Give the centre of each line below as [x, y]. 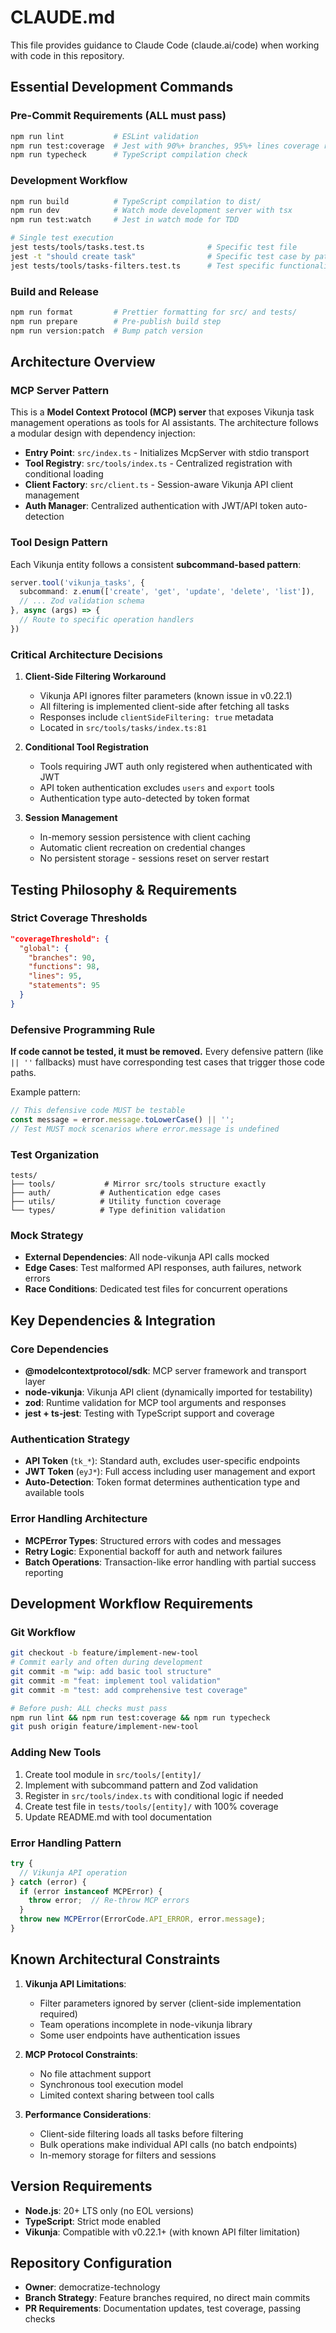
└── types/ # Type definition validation [118, 1211]
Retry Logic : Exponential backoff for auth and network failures [153, 1551]
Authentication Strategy [70, 1439]
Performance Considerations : [88, 2114]
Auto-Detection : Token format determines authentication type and [162, 1482]
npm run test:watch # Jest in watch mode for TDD [125, 220]
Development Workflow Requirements [132, 1604]
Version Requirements [81, 2186]
